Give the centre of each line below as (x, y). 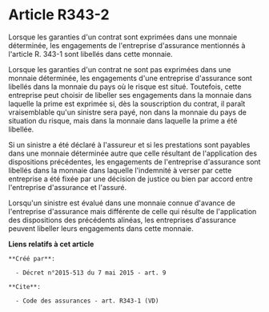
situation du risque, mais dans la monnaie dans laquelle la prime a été (123, 120)
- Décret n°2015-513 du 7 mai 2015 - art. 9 (91, 273)
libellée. (21, 129)
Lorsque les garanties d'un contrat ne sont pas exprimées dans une (120, 69)
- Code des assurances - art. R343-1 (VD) (87, 301)
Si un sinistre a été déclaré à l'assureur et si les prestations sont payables (129, 144)
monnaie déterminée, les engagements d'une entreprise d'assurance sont (130, 78)
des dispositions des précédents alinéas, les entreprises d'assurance (122, 220)
